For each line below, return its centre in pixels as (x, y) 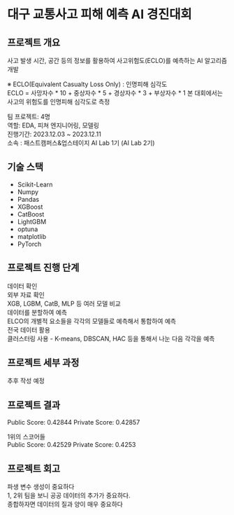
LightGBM (32, 221)
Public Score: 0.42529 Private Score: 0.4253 (72, 445)
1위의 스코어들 (26, 437)
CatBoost (31, 214)
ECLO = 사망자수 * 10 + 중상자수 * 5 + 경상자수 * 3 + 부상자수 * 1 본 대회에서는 (115, 93)
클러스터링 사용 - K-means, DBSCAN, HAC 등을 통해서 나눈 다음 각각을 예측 (111, 338)
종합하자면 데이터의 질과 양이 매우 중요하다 (65, 504)
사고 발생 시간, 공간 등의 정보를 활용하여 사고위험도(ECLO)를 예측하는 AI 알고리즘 (117, 61)
